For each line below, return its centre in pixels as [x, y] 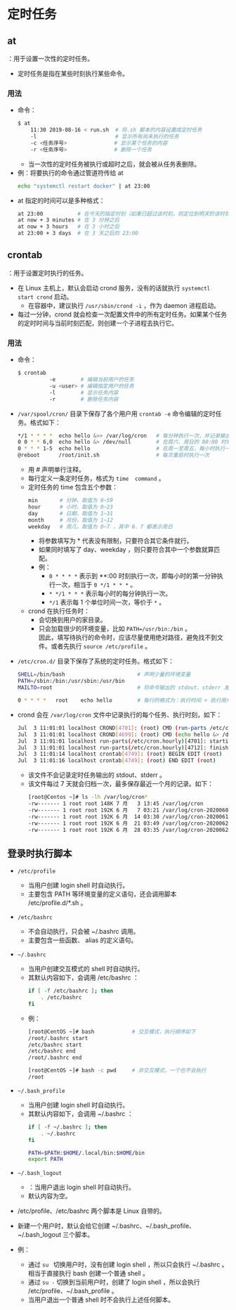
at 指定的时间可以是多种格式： [61, 200]
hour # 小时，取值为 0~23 [71, 507]
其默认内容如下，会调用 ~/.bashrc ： [80, 1113]
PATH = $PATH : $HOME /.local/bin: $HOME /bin [86, 1153]
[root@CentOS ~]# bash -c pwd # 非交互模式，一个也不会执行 [117, 1071]
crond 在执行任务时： [59, 611]
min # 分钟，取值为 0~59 [71, 501]
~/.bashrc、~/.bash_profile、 [153, 1226]
